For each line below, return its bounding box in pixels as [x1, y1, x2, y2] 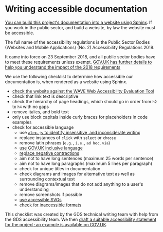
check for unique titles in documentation [19, 165, 101, 171]
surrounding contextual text [19, 176, 75, 182]
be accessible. [5, 30, 35, 36]
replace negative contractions [19, 150, 79, 156]
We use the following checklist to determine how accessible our [5, 73, 133, 79]
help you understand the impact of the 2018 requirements [5, 64, 121, 70]
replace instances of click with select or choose [19, 135, 116, 141]
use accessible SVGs [19, 196, 62, 202]
